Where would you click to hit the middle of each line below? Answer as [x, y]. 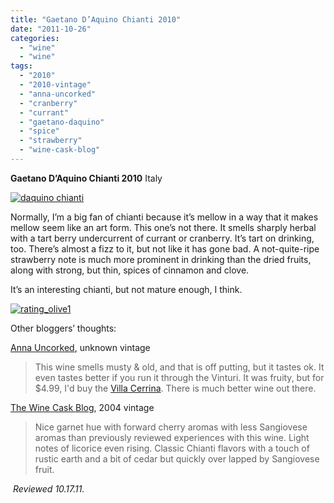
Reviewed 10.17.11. [48, 488]
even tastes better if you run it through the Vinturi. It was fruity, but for [179, 377]
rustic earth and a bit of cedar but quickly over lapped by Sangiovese [177, 458]
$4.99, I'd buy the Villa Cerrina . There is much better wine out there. [175, 388]
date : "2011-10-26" [51, 29]
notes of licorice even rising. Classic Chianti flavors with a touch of [172, 448]
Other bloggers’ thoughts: [63, 328]
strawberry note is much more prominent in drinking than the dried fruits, [161, 259]
